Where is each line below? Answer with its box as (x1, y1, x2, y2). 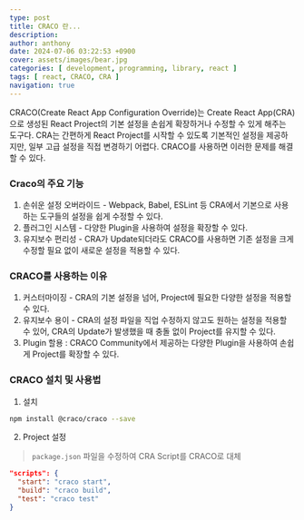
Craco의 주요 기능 (9, 177, 84, 190)
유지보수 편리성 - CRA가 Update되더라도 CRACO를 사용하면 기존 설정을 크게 (22, 233, 295, 244)
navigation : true (9, 81, 75, 90)
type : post (9, 13, 51, 23)
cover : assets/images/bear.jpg (9, 55, 128, 64)
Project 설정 (22, 432, 66, 443)
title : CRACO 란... (9, 22, 82, 31)
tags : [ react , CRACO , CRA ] (9, 73, 120, 82)
